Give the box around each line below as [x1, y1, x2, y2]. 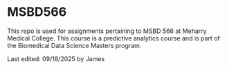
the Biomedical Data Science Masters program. [7, 41, 142, 49]
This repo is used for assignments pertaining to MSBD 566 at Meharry [7, 27, 207, 35]
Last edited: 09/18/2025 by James [7, 54, 105, 62]
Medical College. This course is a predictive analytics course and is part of [7, 34, 220, 42]
